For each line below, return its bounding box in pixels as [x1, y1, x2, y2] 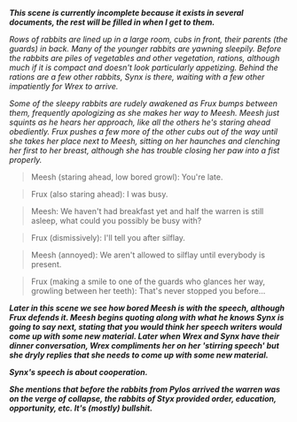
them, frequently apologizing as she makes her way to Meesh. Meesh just [9, 108, 280, 118]
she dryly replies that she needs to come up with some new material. [9, 349, 269, 360]
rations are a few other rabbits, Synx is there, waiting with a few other [9, 72, 265, 82]
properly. [9, 155, 43, 165]
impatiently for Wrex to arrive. [9, 81, 119, 91]
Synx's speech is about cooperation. [9, 367, 148, 377]
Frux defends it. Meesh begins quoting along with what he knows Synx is [9, 312, 285, 322]
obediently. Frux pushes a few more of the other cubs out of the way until [9, 127, 277, 136]
